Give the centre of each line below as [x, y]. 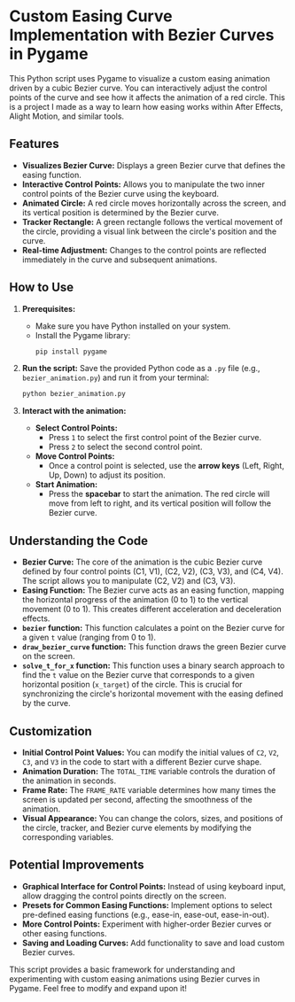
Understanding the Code [79, 541]
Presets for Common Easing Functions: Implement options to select [147, 905]
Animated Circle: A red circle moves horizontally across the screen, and [154, 203]
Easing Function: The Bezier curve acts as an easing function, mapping [153, 590]
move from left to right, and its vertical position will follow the [160, 503]
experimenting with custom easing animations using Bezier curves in [135, 979]
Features [34, 144]
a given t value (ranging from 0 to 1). [89, 637]
